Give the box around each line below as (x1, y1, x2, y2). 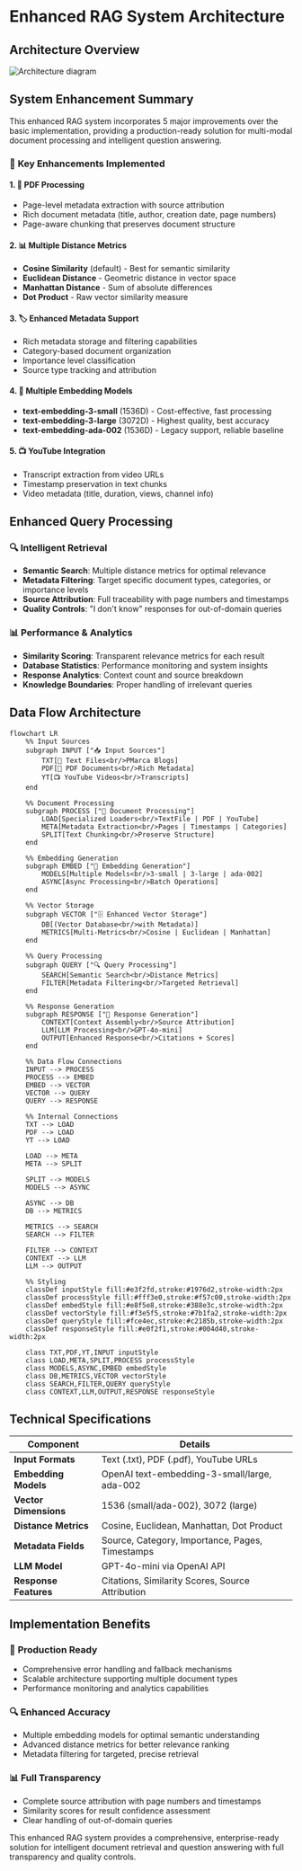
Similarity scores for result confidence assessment (22, 1804, 211, 1816)
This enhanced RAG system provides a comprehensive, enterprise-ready (9, 1831, 280, 1843)
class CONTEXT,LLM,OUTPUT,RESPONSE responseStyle (25, 1387, 216, 1397)
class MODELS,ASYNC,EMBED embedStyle (25, 1363, 167, 1372)
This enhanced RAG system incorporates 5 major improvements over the (9, 115, 279, 127)
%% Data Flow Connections (25, 1057, 123, 1066)
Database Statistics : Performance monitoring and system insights (22, 660, 268, 670)
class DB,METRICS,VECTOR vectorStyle (25, 1371, 167, 1380)
